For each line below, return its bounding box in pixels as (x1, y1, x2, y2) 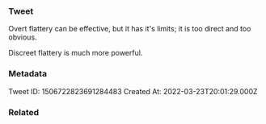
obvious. (8, 32, 38, 42)
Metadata (8, 68, 47, 80)
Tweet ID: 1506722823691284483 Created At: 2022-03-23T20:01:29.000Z (8, 86, 258, 96)
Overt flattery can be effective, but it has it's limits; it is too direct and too (8, 24, 251, 34)
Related (8, 106, 40, 118)
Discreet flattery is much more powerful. (8, 48, 143, 58)
